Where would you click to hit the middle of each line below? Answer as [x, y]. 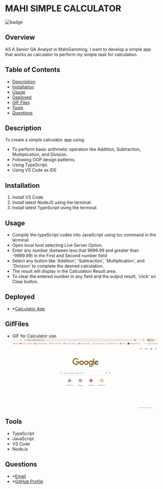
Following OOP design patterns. [44, 160]
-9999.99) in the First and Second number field [59, 256]
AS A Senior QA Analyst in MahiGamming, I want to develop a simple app [78, 49]
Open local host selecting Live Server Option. [57, 245]
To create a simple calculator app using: [45, 140]
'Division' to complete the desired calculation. [58, 266]
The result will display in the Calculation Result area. [64, 271]
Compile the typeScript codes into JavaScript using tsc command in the [84, 235]
